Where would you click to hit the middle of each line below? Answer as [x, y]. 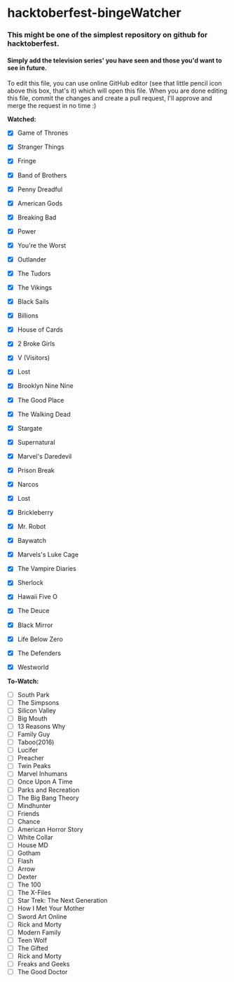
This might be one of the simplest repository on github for [108, 35]
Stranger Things [41, 147]
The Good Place [41, 400]
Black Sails [33, 302]
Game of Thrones [43, 133]
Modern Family [39, 932]
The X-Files [34, 893]
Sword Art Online [42, 916]
